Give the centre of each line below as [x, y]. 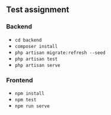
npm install [29, 93]
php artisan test [36, 59]
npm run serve [32, 106]
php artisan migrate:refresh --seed [60, 53]
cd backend [28, 40]
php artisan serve [37, 65]
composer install [36, 46]
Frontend [20, 80]
